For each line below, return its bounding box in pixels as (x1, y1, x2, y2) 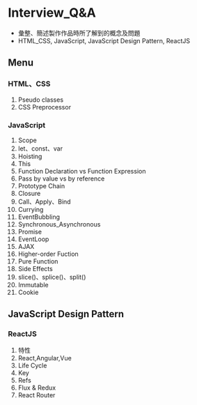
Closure (17, 189, 41, 197)
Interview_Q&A (8, 5, 96, 21)
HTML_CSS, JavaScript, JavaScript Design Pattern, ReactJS (17, 36, 191, 45)
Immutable (17, 280, 49, 289)
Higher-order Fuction (17, 250, 79, 258)
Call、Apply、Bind (17, 197, 72, 206)
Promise (17, 227, 42, 236)
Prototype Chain (17, 181, 65, 190)
